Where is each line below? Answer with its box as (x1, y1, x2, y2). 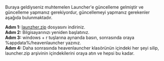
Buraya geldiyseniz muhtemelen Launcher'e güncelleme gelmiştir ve (5, 4, 144, 10)
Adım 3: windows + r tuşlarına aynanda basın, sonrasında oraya (5, 34, 134, 40)
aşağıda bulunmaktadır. (5, 15, 53, 20)
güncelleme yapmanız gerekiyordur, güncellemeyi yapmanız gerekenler (5, 9, 150, 15)
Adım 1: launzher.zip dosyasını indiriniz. (5, 24, 85, 30)
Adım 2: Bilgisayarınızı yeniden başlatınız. (5, 30, 90, 35)
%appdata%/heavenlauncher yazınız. (5, 40, 81, 46)
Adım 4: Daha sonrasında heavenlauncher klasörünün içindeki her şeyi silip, (5, 45, 159, 51)
